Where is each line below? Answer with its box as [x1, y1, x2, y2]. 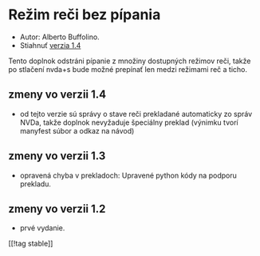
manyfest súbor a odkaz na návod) [19, 126, 135, 135]
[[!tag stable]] [8, 238, 53, 249]
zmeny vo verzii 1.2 [8, 202, 106, 215]
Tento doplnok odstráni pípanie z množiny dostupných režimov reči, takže [8, 56, 251, 66]
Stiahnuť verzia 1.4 [19, 40, 81, 50]
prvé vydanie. [19, 223, 65, 233]
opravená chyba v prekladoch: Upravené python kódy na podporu [19, 170, 237, 180]
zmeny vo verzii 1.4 [8, 88, 107, 102]
